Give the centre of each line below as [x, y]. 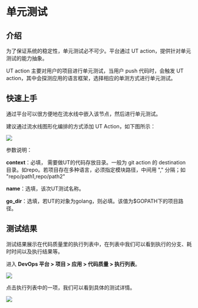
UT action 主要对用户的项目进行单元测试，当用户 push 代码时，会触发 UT [95, 71]
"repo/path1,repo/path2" [36, 176]
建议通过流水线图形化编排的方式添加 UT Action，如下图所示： [81, 126]
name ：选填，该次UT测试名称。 [45, 188]
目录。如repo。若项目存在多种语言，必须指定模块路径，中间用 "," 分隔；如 [96, 170]
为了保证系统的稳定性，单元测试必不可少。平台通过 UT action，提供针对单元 [99, 51]
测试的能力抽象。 [27, 58]
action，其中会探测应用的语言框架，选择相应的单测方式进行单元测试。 [91, 78]
